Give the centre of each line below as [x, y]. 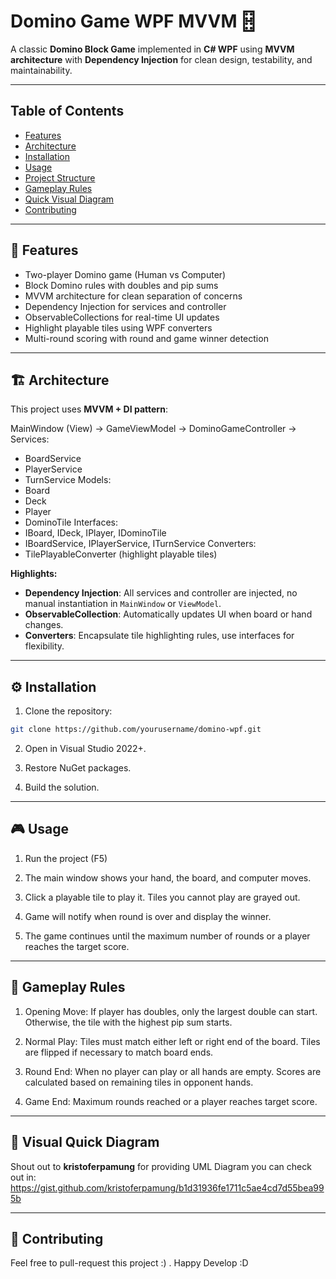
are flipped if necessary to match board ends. [119, 1052]
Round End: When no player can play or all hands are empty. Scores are [173, 1071]
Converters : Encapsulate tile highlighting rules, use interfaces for [159, 636]
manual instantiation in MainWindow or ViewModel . [123, 604]
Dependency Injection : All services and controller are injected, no [161, 593]
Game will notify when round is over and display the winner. [148, 916]
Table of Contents [67, 111]
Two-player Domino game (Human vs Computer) [125, 274]
